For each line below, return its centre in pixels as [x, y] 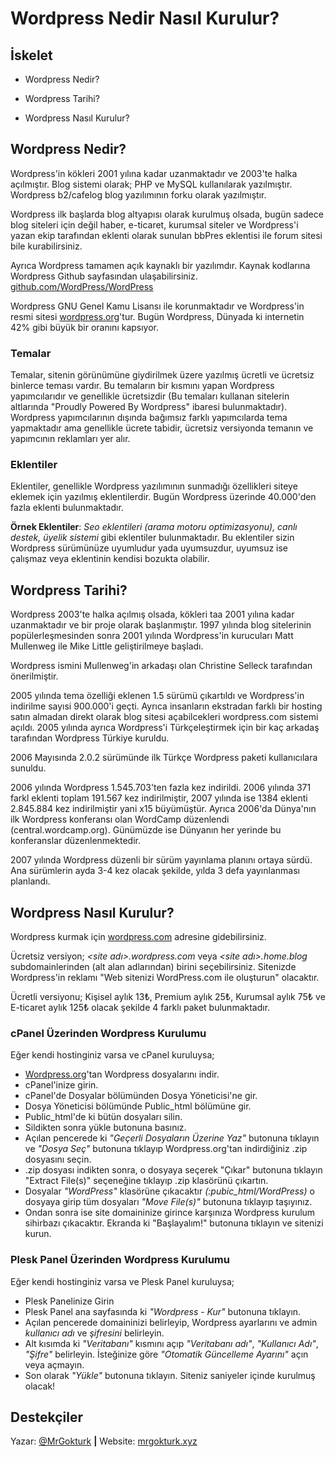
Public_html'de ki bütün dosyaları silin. [103, 1117]
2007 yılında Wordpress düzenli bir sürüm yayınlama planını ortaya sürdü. [161, 860]
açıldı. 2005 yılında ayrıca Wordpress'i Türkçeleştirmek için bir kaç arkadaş [165, 728]
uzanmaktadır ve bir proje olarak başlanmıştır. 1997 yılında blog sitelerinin [161, 625]
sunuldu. [28, 768]
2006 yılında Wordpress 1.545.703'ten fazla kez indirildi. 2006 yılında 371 [161, 788]
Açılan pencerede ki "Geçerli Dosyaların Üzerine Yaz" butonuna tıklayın [172, 1138]
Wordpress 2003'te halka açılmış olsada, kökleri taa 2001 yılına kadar [152, 614]
